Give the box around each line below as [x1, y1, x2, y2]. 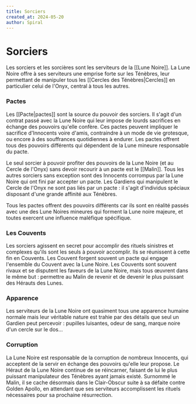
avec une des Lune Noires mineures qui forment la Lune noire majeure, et [6, 208, 183, 215]
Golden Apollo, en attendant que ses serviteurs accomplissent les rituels [6, 385, 181, 392]
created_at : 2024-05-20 [6, 14, 64, 20]
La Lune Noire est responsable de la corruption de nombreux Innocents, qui [6, 354, 188, 361]
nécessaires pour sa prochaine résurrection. [6, 391, 113, 398]
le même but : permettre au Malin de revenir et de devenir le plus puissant [6, 273, 184, 280]
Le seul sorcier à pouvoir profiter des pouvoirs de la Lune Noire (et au [6, 159, 174, 166]
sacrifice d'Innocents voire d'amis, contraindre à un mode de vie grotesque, [6, 129, 189, 136]
